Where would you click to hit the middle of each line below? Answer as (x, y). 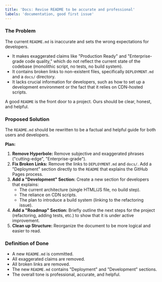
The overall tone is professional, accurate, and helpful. (66, 275)
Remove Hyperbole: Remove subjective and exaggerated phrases (78, 154)
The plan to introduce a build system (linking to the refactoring (81, 200)
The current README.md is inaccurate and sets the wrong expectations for (77, 41)
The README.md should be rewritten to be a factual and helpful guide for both (81, 130)
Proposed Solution (27, 119)
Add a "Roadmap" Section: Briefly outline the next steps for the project (83, 210)
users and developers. (27, 135)
